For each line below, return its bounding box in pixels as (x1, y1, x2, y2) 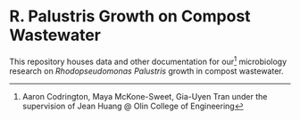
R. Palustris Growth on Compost (9, 6, 252, 27)
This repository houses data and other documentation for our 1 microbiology (9, 54, 287, 67)
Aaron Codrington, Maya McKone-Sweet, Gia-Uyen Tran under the (21, 91, 268, 101)
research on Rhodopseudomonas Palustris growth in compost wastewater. (9, 65, 284, 76)
